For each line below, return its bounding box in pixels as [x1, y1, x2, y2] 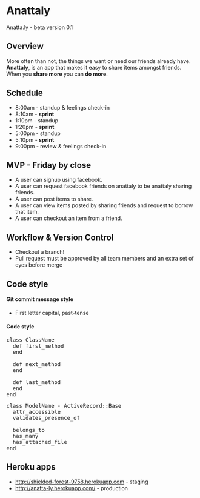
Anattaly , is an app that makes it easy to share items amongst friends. [6, 64, 182, 71]
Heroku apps [6, 462, 56, 473]
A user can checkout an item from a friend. [15, 214, 122, 222]
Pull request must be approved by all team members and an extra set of [15, 255, 194, 262]
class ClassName [6, 336, 55, 343]
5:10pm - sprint [15, 136, 55, 143]
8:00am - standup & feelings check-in [15, 104, 110, 111]
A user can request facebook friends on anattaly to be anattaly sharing [15, 182, 192, 190]
